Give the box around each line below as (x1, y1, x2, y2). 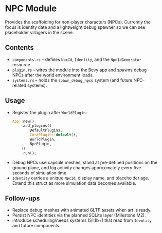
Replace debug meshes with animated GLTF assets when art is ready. (12, 207, 152, 213)
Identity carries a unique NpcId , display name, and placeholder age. (12, 175, 149, 181)
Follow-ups (5, 194, 40, 202)
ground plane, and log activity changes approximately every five (12, 164, 141, 171)
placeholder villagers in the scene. (5, 29, 74, 35)
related (12, 82, 27, 88)
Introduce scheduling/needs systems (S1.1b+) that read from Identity (12, 217, 152, 223)
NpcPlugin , (30, 141, 52, 146)
